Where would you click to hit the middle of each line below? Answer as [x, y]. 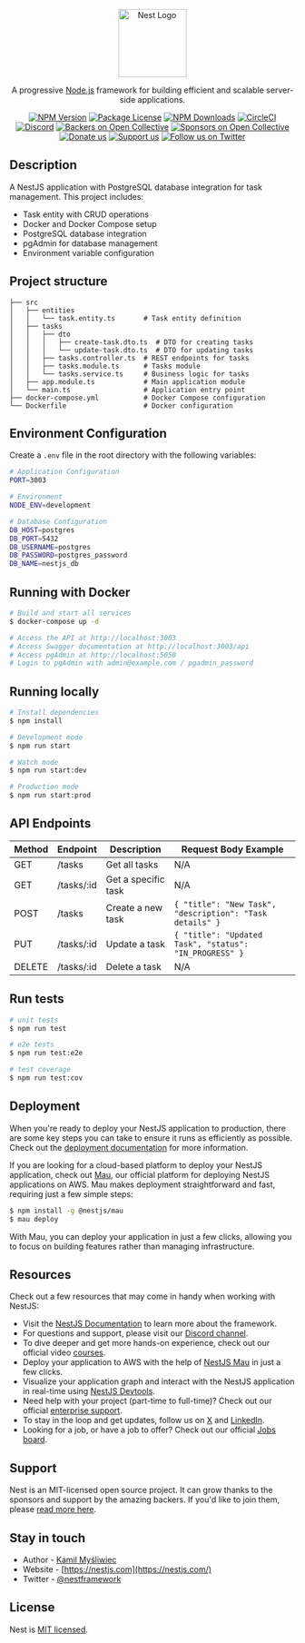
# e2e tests [32, 1044]
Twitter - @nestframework [72, 1579]
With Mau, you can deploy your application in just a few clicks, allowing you [151, 1236]
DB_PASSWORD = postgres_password [69, 555]
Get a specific [135, 879]
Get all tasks [132, 865]
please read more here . [53, 1509]
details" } [197, 922]
